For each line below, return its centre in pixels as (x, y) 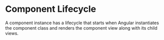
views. (12, 33)
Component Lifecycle (51, 9)
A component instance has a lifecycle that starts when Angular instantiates (82, 23)
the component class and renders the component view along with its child (81, 28)
